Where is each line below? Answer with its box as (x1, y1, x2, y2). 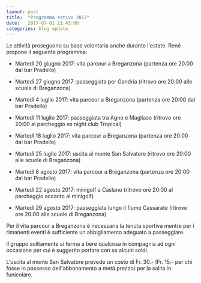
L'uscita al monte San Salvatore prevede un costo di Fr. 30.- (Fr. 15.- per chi (6, 258, 193, 266)
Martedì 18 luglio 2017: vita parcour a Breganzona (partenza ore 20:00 (14, 132, 188, 139)
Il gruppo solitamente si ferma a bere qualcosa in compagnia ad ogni (6, 240, 176, 248)
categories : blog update (6, 25, 68, 32)
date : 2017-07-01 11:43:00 (6, 20, 79, 26)
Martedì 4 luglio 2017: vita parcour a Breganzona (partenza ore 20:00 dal (14, 96, 196, 103)
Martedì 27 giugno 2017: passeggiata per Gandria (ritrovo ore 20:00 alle (14, 78, 193, 85)
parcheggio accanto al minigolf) (14, 193, 94, 200)
